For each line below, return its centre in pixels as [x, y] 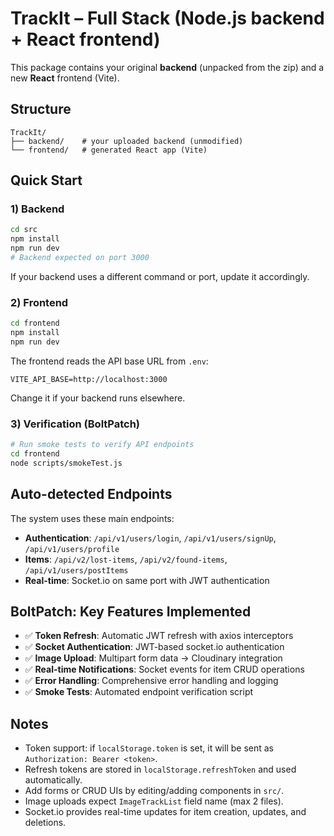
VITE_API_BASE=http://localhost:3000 [89, 379]
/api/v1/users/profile [72, 549]
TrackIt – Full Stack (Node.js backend [167, 18]
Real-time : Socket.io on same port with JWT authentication [147, 580]
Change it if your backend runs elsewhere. [98, 398]
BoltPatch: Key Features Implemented [131, 611]
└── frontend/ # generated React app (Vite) [109, 150]
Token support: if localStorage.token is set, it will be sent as [149, 748]
